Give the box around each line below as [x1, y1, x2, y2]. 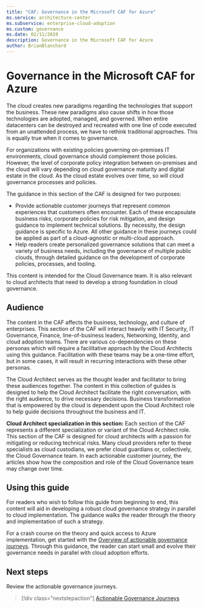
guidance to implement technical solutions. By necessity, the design [15, 221, 186, 229]
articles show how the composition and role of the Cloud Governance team [6, 458, 194, 466]
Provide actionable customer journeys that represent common [15, 202, 171, 209]
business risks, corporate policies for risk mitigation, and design [15, 215, 175, 222]
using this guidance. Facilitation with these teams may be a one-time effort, [6, 351, 195, 358]
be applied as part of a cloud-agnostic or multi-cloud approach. [15, 234, 175, 241]
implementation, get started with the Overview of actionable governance [6, 536, 188, 544]
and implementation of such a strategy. [6, 518, 104, 525]
